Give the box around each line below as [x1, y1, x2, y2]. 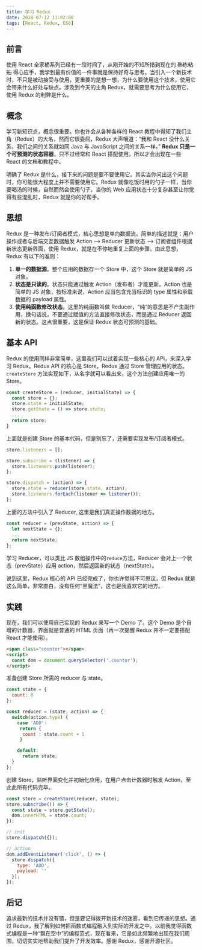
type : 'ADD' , [17, 862, 50, 869]
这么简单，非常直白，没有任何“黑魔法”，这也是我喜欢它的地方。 [6, 582, 164, 590]
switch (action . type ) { [11, 714, 69, 720]
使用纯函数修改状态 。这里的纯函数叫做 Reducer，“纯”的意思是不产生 [14, 303, 185, 310]
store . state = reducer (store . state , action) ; [11, 485, 128, 492]
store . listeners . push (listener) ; [11, 463, 96, 470]
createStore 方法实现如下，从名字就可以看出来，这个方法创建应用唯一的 [6, 369, 185, 377]
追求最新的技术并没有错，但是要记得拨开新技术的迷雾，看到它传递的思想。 [6, 914, 191, 922]
